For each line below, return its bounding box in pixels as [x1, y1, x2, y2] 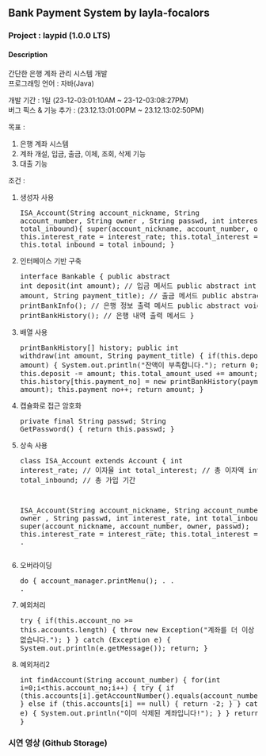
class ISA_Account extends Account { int [19, 456, 184, 465]
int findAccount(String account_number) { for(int [19, 675, 221, 685]
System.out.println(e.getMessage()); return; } [19, 643, 208, 653]
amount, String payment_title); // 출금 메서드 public [19, 291, 228, 300]
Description [8, 49, 48, 59]
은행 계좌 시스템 [19, 139, 69, 148]
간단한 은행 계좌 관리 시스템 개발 [8, 68, 108, 78]
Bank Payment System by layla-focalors [8, 6, 210, 20]
